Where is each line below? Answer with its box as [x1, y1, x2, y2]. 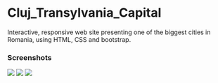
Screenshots [7, 52, 52, 62]
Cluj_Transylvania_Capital [7, 5, 162, 21]
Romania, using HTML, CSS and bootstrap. [7, 35, 132, 43]
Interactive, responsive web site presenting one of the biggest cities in [7, 28, 211, 36]
